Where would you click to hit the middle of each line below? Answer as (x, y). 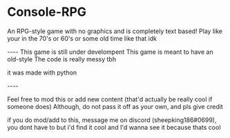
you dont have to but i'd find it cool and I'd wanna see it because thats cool (114, 127)
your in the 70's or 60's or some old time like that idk (82, 38)
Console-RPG (47, 12)
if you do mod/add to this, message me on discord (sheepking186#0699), (112, 120)
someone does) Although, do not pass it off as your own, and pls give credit (115, 106)
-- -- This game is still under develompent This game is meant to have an (110, 52)
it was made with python (42, 72)
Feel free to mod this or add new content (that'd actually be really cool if (110, 99)
